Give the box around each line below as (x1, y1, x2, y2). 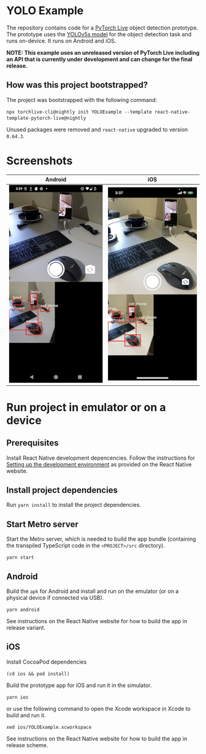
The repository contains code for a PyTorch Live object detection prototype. (6, 24, 199, 31)
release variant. (6, 624, 46, 631)
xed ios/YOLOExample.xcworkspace (6, 724, 92, 730)
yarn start (6, 554, 34, 561)
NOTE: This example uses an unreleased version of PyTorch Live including (6, 49, 200, 56)
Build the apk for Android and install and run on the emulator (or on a (6, 587, 179, 595)
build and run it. (6, 711, 46, 719)
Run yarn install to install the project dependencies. (6, 501, 142, 509)
